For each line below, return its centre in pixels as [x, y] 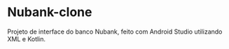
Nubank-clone [50, 12]
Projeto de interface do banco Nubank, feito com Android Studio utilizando [115, 31]
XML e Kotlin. [27, 38]
